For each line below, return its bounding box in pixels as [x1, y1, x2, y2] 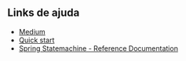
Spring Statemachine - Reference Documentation [18, 43, 178, 53]
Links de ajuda [7, 6, 80, 20]
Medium [18, 27, 46, 36]
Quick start [18, 35, 55, 45]
